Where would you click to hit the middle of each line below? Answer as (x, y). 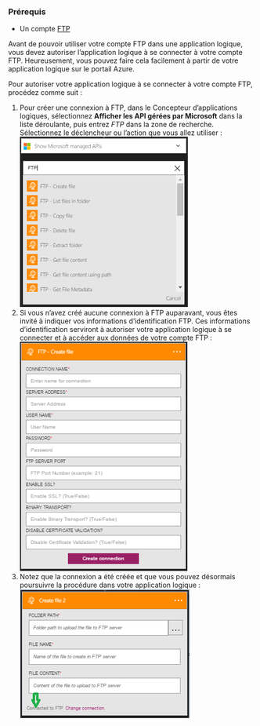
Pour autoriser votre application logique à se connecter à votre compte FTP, (130, 84)
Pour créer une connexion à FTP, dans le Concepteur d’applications (128, 108)
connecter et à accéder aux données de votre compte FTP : (116, 338)
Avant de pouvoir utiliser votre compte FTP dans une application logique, (125, 44)
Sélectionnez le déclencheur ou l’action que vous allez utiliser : (121, 133)
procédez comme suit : (45, 93)
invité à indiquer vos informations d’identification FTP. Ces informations (135, 321)
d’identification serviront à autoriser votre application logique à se (126, 330)
